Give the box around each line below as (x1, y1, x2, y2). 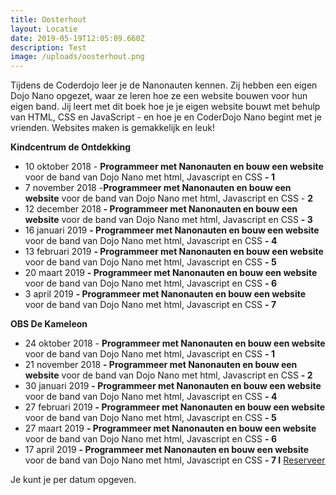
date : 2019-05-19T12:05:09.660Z (10, 33, 145, 43)
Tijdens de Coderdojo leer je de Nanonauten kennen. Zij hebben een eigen (10, 79, 318, 91)
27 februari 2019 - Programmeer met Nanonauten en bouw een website (24, 401, 325, 413)
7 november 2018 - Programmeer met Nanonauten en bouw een (24, 182, 292, 194)
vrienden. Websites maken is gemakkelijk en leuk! (10, 122, 215, 134)
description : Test (10, 42, 87, 53)
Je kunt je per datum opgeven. (10, 474, 137, 486)
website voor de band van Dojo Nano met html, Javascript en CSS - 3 (24, 214, 313, 226)
